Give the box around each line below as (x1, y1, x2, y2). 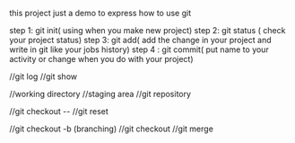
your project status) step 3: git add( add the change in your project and (9, 35, 272, 45)
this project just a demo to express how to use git (9, 8, 192, 18)
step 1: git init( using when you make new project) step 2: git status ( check (9, 25, 286, 35)
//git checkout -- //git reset (9, 106, 109, 116)
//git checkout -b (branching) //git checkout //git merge (9, 123, 213, 134)
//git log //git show (9, 71, 78, 82)
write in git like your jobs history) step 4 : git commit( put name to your (9, 44, 269, 55)
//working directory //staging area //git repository (9, 89, 191, 99)
